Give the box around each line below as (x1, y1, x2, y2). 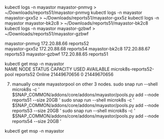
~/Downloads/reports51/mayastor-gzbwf (4, 31, 88, 36)
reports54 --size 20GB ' (11, 118, 61, 124)
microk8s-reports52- (110, 66, 154, 72)
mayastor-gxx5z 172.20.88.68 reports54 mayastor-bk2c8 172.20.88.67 (4, 46, 150, 51)
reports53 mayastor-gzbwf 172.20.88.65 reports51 (4, 51, 108, 57)
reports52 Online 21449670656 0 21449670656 (14, 71, 113, 77)
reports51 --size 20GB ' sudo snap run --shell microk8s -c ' (11, 97, 134, 103)
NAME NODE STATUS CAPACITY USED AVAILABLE (4, 66, 110, 72)
